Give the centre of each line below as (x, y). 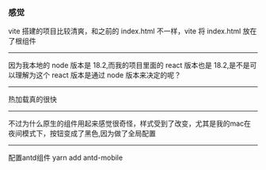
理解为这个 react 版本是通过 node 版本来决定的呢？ (98, 75)
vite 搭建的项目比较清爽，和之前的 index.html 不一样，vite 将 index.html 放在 (133, 31)
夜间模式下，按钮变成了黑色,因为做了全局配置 (82, 134)
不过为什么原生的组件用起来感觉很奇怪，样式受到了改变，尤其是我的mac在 (130, 123)
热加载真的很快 (32, 100)
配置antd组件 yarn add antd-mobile (66, 158)
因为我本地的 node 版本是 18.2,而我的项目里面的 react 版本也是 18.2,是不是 (129, 66)
